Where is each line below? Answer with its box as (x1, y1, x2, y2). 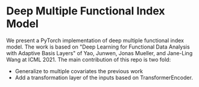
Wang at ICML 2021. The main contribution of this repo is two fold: (6, 56, 171, 63)
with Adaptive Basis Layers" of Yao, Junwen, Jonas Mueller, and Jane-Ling (6, 49, 193, 56)
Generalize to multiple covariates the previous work (14, 67, 144, 74)
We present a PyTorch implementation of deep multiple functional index (6, 37, 184, 44)
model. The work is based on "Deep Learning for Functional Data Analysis (6, 43, 190, 50)
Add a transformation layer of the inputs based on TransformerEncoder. (14, 74, 193, 81)
